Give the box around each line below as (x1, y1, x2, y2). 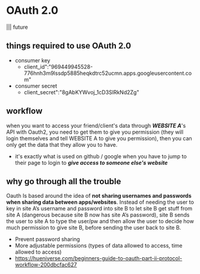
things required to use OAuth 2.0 (6, 41, 132, 51)
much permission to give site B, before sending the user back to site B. (6, 224, 181, 231)
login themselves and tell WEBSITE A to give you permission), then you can (6, 134, 192, 141)
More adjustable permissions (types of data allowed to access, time (14, 242, 183, 249)
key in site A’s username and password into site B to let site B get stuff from (6, 205, 193, 212)
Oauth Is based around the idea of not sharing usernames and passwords (6, 192, 192, 200)
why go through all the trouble (6, 176, 121, 186)
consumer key (14, 56, 50, 64)
